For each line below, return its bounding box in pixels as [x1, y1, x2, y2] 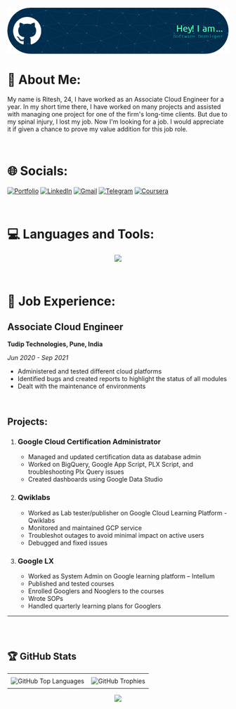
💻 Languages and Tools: [7, 226, 155, 242]
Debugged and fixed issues [27, 538, 107, 547]
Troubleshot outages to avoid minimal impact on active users [27, 531, 204, 539]
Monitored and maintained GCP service [27, 524, 143, 532]
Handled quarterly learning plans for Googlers [27, 602, 162, 610]
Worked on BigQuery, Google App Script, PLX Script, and [27, 460, 194, 469]
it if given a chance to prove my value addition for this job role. [7, 124, 188, 133]
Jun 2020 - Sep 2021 [7, 353, 69, 362]
